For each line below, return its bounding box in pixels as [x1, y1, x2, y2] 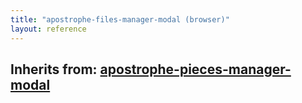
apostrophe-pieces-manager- [99, 61, 292, 78]
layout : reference [10, 24, 87, 34]
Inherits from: [10, 61, 98, 78]
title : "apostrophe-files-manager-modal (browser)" [10, 14, 230, 25]
